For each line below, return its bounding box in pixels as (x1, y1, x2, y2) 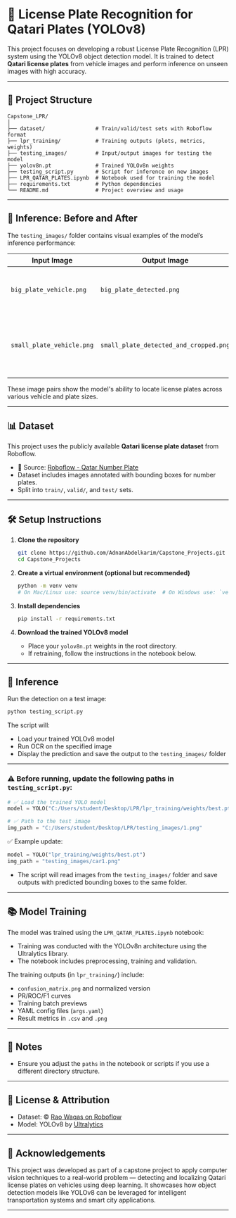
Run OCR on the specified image (17, 742, 112, 751)
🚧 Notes (7, 1041, 43, 1053)
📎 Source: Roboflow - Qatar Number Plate (17, 463, 139, 472)
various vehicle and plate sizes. (7, 392, 98, 401)
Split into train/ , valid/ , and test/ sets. (17, 486, 133, 494)
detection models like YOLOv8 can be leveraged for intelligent (7, 1188, 187, 1197)
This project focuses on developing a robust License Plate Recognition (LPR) (7, 44, 230, 53)
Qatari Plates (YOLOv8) (7, 21, 146, 37)
